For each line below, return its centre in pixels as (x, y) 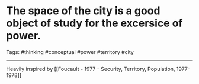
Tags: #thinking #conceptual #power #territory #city (70, 52)
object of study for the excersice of (94, 23)
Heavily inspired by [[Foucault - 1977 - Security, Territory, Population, (91, 69)
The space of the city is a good (83, 11)
